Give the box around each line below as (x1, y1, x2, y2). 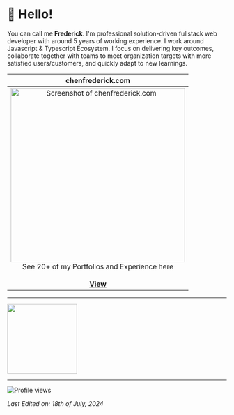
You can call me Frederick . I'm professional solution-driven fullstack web (7, 29, 217, 38)
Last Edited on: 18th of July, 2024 (7, 399, 104, 407)
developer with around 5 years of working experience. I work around (7, 36, 204, 45)
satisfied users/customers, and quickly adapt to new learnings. (7, 59, 188, 67)
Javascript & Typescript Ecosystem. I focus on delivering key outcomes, (7, 44, 214, 52)
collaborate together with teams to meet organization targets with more (7, 52, 212, 60)
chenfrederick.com (65, 75, 131, 85)
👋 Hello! (7, 6, 54, 22)
